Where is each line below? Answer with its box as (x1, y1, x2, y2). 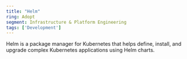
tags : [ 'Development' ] (6, 24, 61, 31)
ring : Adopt (6, 14, 35, 20)
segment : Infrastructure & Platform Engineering (6, 19, 127, 25)
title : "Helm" (6, 8, 41, 14)
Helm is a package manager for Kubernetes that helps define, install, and (6, 40, 182, 47)
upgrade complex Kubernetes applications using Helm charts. (6, 47, 155, 54)
